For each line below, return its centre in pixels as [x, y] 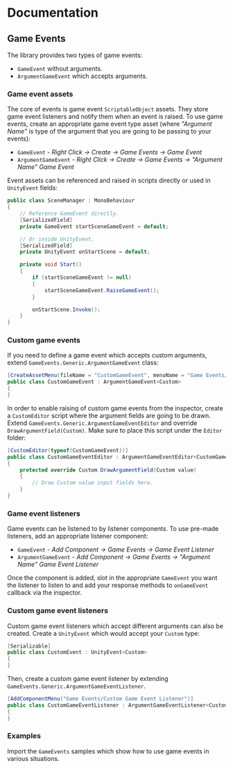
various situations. [34, 758]
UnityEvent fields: [32, 188]
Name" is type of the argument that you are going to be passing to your [109, 131]
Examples [24, 736]
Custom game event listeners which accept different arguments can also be [115, 626]
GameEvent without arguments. [60, 69]
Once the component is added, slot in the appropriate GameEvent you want [112, 578]
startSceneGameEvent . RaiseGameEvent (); [102, 290]
